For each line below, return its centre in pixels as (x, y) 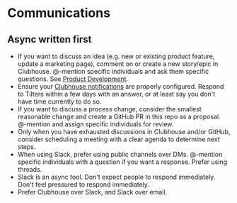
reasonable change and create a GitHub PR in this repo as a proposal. (119, 116)
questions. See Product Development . (73, 79)
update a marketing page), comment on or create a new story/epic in (118, 64)
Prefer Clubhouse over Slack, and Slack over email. (92, 192)
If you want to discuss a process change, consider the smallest (109, 109)
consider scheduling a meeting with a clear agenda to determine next (119, 139)
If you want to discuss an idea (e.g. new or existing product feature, (116, 56)
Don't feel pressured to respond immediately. (83, 185)
